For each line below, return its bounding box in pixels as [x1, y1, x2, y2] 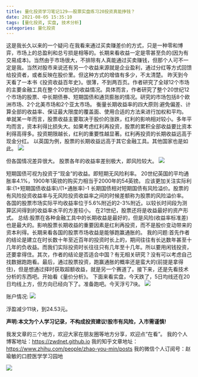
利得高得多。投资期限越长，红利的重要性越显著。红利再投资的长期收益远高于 [6, 130, 192, 137]
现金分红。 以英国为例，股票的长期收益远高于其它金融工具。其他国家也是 [6, 138, 183, 145]
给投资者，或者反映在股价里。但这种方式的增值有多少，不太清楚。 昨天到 [6, 71, 183, 78]
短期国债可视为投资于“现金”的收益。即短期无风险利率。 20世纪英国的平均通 [6, 170, 189, 177]
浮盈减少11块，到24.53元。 [6, 306, 71, 313]
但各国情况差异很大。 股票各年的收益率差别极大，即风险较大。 [6, 157, 157, 165]
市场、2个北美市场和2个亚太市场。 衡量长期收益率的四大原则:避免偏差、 [11, 101, 186, 108]
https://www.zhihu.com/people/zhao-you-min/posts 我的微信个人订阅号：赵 [6, 345, 191, 352]
